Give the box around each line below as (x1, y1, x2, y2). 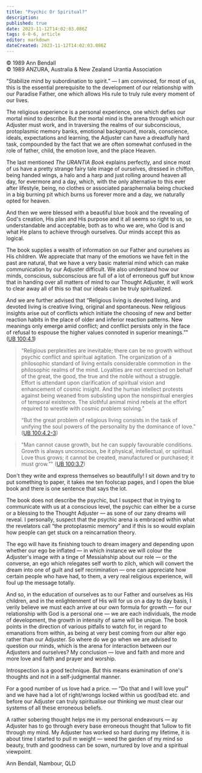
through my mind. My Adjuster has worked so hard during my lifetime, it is (6, 728, 190, 735)
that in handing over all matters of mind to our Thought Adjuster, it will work (6, 278, 194, 285)
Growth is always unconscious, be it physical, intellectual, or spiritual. (21, 447, 194, 454)
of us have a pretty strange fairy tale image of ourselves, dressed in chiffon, (6, 165, 195, 172)
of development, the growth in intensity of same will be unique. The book (6, 616, 188, 624)
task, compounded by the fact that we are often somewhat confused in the (6, 140, 192, 148)
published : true (6, 20, 47, 26)
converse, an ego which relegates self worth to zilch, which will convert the (6, 559, 194, 567)
